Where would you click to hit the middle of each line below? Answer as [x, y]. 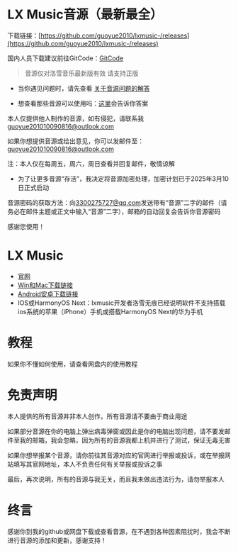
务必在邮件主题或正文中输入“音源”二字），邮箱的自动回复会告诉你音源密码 [114, 211]
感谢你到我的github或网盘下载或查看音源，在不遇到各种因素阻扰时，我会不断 [119, 531]
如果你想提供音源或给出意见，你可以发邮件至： [75, 141]
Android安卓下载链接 [48, 294]
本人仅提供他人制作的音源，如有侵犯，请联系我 [75, 118]
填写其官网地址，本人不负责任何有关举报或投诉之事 [88, 464]
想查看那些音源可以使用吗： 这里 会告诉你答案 [83, 103]
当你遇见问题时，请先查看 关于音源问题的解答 [84, 88]
